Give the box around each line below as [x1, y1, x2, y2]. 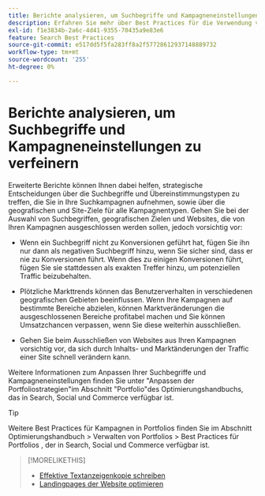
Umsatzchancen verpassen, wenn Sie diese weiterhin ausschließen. [19, 320, 241, 329]
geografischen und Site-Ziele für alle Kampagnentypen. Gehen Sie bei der [8, 205, 250, 215]
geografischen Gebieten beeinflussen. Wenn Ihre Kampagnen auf [19, 295, 233, 304]
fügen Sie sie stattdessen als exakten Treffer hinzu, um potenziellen [19, 262, 241, 272]
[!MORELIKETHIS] [27, 455, 86, 464]
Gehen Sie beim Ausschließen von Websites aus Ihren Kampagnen [19, 335, 237, 344]
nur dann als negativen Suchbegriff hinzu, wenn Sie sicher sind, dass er [19, 246, 254, 255]
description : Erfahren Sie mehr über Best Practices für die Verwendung [8, 19, 252, 27]
